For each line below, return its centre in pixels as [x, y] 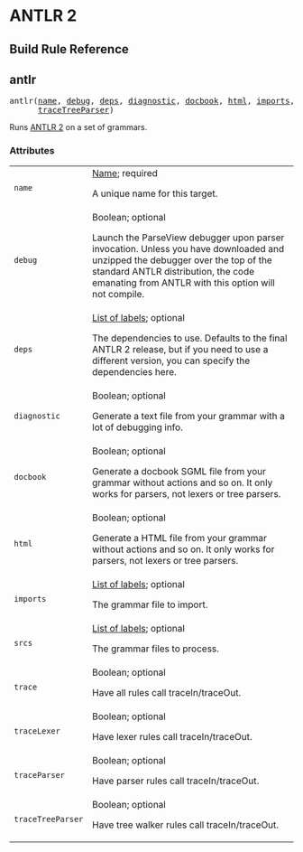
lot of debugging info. [137, 427]
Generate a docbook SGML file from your [179, 471]
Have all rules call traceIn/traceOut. [166, 692]
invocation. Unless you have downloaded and [188, 248]
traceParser [40, 775]
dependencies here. [134, 371]
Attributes [32, 151]
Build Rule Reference [69, 49]
